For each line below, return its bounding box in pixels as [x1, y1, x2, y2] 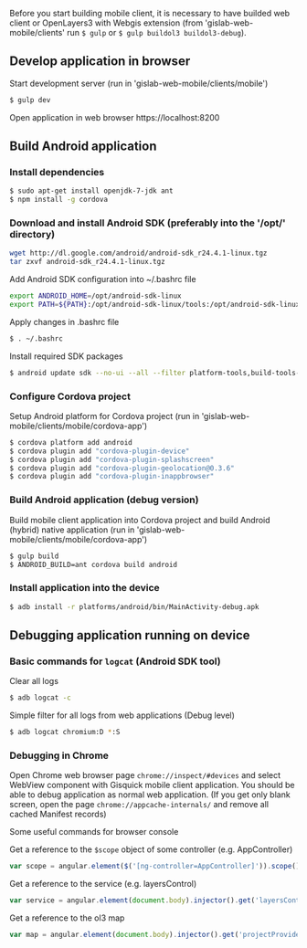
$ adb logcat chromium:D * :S [9, 728, 121, 737]
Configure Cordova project [9, 390, 131, 403]
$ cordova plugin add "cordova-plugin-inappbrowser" [9, 472, 215, 481]
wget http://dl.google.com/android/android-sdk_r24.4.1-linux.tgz [9, 248, 268, 258]
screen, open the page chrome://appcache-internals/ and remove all [9, 799, 270, 810]
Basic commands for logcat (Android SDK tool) [9, 655, 221, 668]
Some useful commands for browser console [9, 827, 179, 837]
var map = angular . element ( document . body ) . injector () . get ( [9, 931, 239, 940]
